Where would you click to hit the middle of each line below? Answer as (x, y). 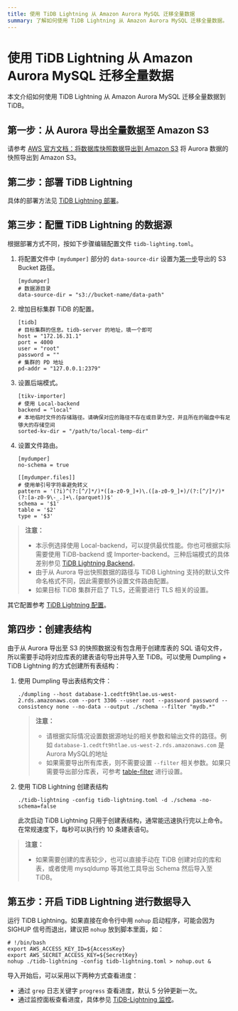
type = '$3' (35, 516)
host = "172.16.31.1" (49, 336)
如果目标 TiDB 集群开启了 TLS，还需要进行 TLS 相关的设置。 (124, 589)
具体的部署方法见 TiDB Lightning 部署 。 (65, 200)
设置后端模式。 (39, 383)
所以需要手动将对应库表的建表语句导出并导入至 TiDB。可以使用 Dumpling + (117, 657)
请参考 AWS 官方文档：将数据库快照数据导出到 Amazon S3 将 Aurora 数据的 (118, 149)
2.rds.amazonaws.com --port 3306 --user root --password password (118, 700)
